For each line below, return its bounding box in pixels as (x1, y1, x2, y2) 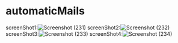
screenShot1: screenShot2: (5, 24, 121, 31)
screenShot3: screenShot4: (5, 30, 123, 37)
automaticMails (5, 4, 85, 18)
